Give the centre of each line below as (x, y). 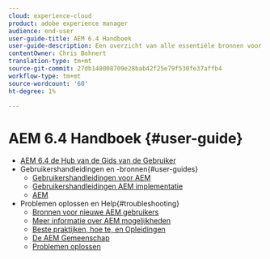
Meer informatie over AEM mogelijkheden (101, 221)
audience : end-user (41, 31)
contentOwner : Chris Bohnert (57, 53)
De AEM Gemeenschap (71, 238)
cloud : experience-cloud (50, 16)
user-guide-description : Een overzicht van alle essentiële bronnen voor (135, 46)
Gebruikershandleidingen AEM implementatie (108, 186)
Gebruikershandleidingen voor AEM (91, 178)
